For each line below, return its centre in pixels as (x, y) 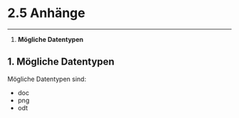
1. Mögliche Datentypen (61, 62)
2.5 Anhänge (46, 13)
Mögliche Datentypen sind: (47, 79)
